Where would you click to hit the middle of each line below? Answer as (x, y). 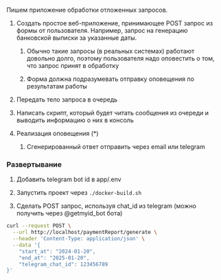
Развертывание (34, 164)
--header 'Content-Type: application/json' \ (79, 239)
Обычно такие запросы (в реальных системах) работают (110, 51)
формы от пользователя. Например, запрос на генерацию (102, 31)
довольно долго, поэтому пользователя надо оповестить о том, (120, 58)
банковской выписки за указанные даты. (77, 38)
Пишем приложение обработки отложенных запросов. (87, 10)
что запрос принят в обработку (73, 66)
